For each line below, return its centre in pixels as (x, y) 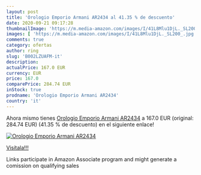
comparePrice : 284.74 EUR (38, 85)
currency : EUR (24, 73)
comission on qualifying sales (43, 165)
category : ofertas (29, 46)
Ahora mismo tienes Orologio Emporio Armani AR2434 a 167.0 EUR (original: (100, 118)
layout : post (22, 12)
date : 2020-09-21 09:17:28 (40, 23)
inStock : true (24, 90)
